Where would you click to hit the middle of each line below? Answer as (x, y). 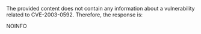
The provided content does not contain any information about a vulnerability (100, 8)
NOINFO (17, 26)
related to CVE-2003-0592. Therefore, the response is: (75, 15)
